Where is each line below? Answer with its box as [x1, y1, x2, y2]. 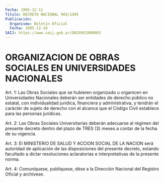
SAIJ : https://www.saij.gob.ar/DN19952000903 [5, 30, 101, 35]
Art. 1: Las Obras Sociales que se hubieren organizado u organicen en [5, 89, 148, 95]
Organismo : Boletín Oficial [9, 21, 68, 26]
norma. [5, 156, 20, 162]
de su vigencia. [5, 130, 36, 137]
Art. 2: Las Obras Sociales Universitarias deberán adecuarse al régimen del [5, 120, 159, 126]
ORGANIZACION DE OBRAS [5, 52, 120, 63]
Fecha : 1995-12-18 [9, 26, 48, 31]
